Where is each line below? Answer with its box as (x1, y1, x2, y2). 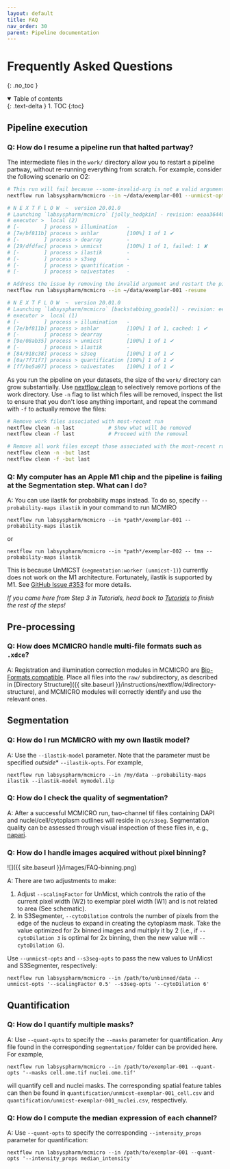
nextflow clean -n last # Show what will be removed (7, 424, 192, 431)
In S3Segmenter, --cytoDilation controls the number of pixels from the (16, 912, 219, 920)
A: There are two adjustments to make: (7, 877, 116, 885)
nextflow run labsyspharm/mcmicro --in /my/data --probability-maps (7, 771, 207, 778)
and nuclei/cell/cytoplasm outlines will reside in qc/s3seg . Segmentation (7, 816, 209, 824)
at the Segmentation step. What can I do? (7, 481, 147, 490)
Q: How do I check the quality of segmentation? (7, 793, 168, 803)
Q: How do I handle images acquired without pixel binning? (7, 847, 207, 857)
